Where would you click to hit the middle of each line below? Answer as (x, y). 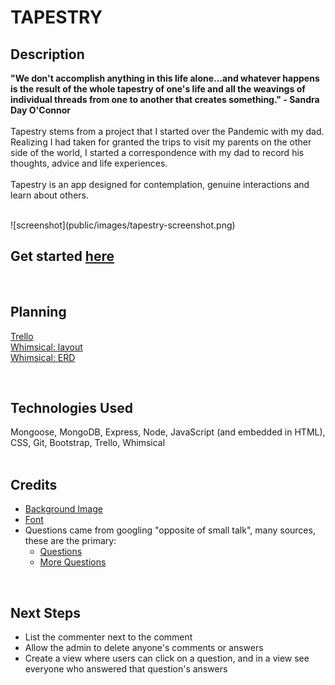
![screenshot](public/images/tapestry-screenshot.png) (123, 225)
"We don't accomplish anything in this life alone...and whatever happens (165, 78)
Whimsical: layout (46, 347)
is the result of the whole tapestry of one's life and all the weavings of (158, 89)
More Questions (73, 562)
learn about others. (49, 195)
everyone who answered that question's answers (126, 669)
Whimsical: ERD (43, 357)
